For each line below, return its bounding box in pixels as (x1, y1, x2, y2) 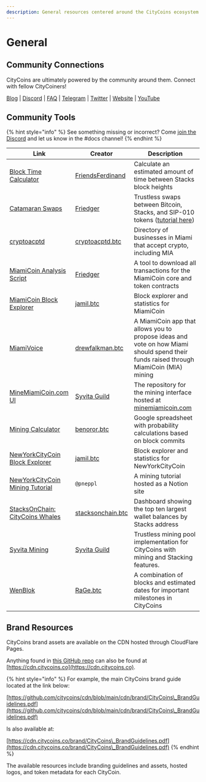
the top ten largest (134, 505, 187, 513)
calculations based (134, 429, 188, 437)
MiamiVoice (9, 344, 44, 353)
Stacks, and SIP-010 (134, 208, 195, 217)
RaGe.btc (75, 586, 102, 595)
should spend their (134, 348, 188, 356)
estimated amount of (134, 167, 194, 176)
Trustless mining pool (134, 530, 196, 539)
